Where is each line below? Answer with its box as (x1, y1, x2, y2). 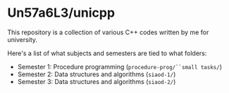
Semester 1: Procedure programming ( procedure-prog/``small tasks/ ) (17, 62, 223, 71)
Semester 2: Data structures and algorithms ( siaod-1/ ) (17, 70, 176, 78)
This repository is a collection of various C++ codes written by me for (7, 28, 209, 36)
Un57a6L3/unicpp (7, 5, 115, 21)
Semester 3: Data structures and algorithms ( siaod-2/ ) (17, 77, 176, 85)
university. (7, 35, 37, 43)
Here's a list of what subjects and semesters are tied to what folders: (7, 49, 207, 57)
